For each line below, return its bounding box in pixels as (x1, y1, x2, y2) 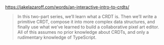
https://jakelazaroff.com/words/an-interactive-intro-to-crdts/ (5, 4, 130, 10)
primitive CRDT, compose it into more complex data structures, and (17, 19, 155, 24)
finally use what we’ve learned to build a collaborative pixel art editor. (17, 24, 160, 30)
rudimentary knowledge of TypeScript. (17, 34, 97, 40)
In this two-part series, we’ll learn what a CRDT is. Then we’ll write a (17, 14, 157, 19)
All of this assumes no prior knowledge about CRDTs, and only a (17, 29, 149, 35)
